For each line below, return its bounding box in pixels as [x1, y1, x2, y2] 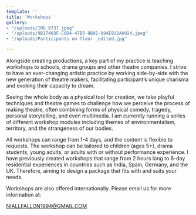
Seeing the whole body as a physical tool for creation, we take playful [6, 93, 174, 100]
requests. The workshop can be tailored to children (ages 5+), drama [6, 142, 173, 149]
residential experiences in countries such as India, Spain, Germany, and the [6, 161, 188, 168]
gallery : [6, 19, 28, 25]
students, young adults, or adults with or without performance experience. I [6, 149, 189, 156]
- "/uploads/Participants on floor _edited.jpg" [6, 36, 127, 42]
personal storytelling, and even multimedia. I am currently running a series [6, 112, 186, 119]
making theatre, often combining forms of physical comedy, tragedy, [6, 106, 172, 113]
